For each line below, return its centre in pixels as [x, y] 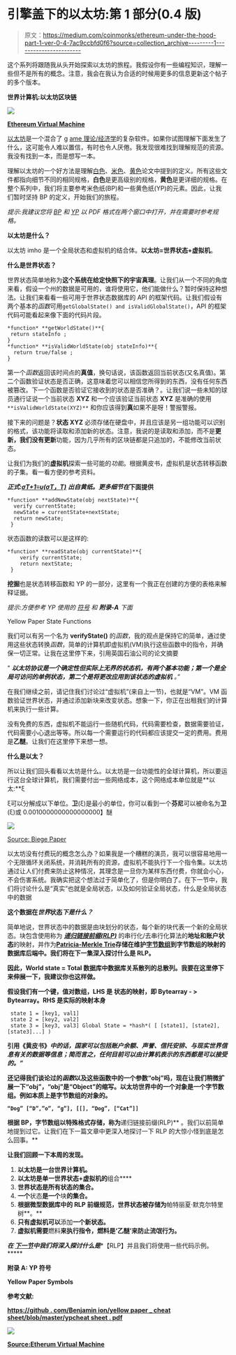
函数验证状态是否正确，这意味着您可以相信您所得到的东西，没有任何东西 [123, 381]
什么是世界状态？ [32, 265]
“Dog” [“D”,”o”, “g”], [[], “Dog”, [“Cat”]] [73, 1108]
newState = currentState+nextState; [67, 512]
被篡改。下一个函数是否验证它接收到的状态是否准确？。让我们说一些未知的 [114, 390]
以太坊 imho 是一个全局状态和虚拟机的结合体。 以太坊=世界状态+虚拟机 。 [112, 250]
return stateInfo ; [39, 334]
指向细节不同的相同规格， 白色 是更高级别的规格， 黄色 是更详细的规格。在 [123, 180]
